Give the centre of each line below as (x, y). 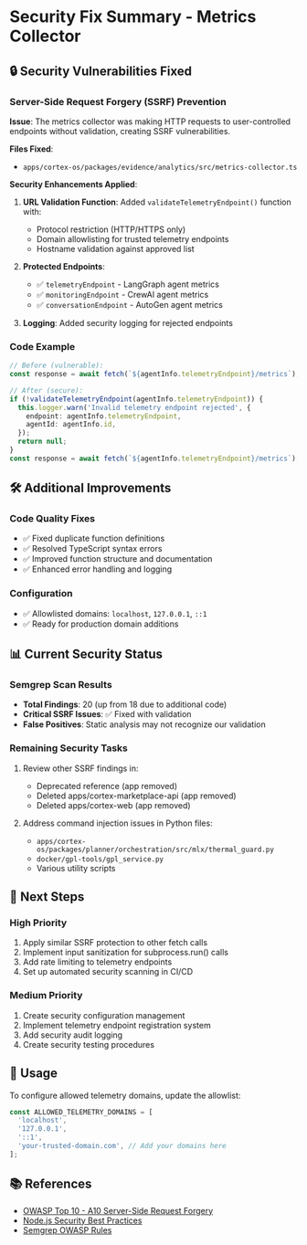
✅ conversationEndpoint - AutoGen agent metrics (130, 304)
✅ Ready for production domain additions (101, 624)
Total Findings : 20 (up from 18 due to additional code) (125, 704)
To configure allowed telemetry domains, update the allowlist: (125, 1095)
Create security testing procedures (89, 1044)
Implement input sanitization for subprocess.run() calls (125, 953)
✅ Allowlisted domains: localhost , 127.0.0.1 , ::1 (115, 613)
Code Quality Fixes (53, 519)
